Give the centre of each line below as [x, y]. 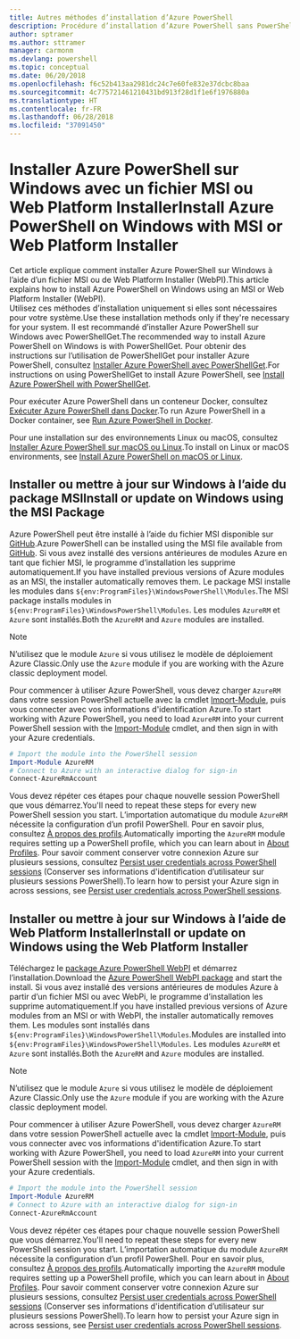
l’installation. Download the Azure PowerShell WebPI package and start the [146, 977]
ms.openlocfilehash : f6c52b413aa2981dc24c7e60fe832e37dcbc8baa [129, 84]
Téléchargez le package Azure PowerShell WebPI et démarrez [124, 969]
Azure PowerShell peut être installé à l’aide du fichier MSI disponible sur [142, 534]
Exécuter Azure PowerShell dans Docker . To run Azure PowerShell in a [137, 411]
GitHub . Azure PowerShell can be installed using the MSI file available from [146, 543]
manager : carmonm [42, 51]
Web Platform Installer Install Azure [142, 208]
